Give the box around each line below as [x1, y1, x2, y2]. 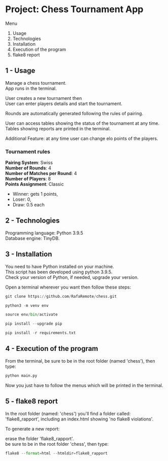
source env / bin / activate [5, 312, 58, 317]
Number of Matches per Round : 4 [5, 170, 77, 176]
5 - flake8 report [5, 397, 58, 406]
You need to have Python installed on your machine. [5, 263, 114, 269]
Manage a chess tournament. [5, 80, 67, 86]
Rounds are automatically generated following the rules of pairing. [5, 110, 144, 116]
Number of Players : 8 [5, 176, 51, 182]
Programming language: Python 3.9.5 [5, 230, 83, 236]
